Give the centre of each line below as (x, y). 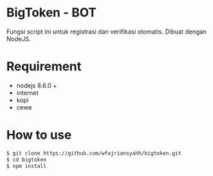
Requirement (44, 67)
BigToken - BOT (52, 13)
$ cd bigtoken (27, 160)
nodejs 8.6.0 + (37, 85)
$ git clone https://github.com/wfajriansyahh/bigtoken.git (94, 153)
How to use (39, 135)
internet (27, 92)
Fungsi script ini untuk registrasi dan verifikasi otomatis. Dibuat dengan (106, 32)
